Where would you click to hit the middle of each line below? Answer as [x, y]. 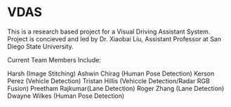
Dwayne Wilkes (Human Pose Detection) [66, 96]
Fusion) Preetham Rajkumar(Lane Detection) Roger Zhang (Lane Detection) [116, 88]
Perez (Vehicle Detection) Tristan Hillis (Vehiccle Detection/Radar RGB [109, 80]
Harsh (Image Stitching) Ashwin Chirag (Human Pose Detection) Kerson [111, 73]
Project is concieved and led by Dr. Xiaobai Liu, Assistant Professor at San [114, 38]
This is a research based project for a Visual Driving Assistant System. [109, 31]
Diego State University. [40, 46]
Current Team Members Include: [54, 59]
